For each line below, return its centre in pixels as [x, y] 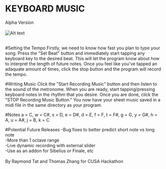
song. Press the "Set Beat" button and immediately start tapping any [75, 53]
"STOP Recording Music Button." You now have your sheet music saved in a [83, 99]
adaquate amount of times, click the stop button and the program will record [83, 69]
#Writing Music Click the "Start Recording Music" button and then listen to [81, 84]
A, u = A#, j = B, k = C [27, 120]
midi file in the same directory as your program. [54, 105]
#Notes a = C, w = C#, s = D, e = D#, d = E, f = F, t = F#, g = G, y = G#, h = [81, 114]
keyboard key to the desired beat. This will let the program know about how [83, 58]
